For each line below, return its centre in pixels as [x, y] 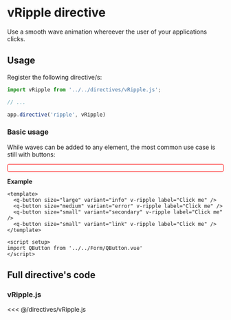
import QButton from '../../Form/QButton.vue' [75, 248]
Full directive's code [52, 275]
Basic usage [28, 132]
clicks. [16, 38]
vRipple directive [56, 13]
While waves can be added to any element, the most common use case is [111, 147]
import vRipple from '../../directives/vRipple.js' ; [84, 90]
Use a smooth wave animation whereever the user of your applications [107, 32]
